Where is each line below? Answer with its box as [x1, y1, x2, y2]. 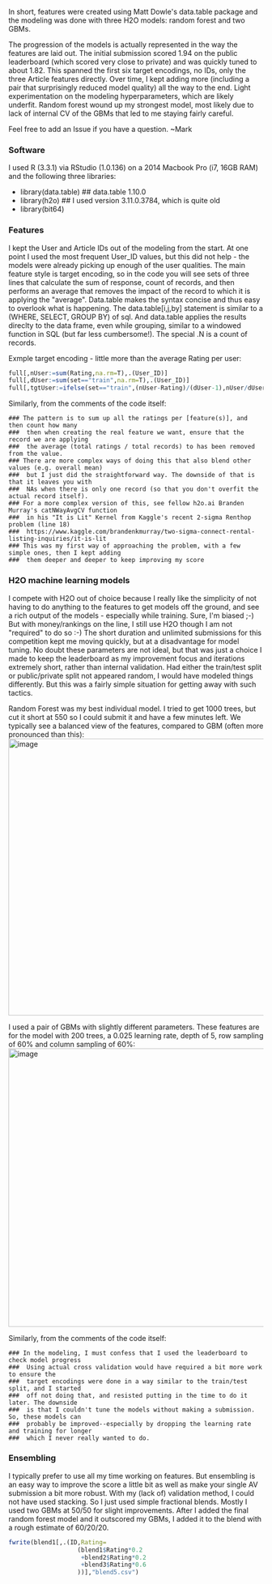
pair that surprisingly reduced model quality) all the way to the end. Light [8, 83, 251, 92]
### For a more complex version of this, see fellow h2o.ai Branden [8, 500, 244, 508]
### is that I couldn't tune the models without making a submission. [8, 1405, 255, 1414]
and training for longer [8, 1427, 92, 1435]
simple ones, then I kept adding [8, 549, 121, 557]
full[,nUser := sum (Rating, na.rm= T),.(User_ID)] [8, 368, 168, 377]
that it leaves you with [8, 478, 92, 487]
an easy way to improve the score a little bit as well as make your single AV [8, 1480, 258, 1489]
